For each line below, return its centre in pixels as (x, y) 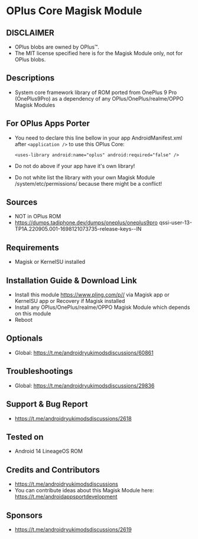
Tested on (25, 437)
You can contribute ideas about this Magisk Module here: (84, 490)
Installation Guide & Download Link (72, 280)
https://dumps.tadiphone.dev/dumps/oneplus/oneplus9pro (86, 222)
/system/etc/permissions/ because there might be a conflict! (88, 183)
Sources (22, 202)
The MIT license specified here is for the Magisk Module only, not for (99, 53)
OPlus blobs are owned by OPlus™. (57, 47)
